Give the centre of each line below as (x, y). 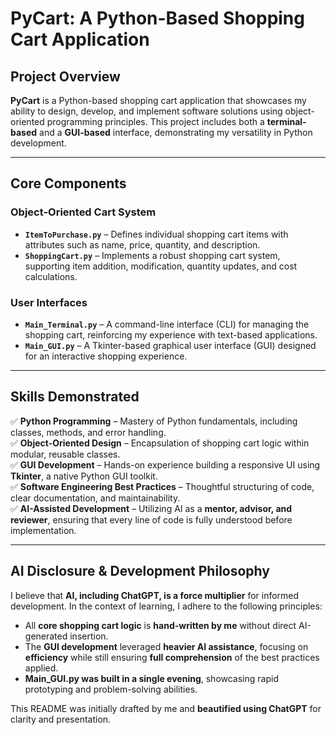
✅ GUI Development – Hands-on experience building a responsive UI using (165, 464)
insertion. (89, 636)
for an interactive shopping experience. (106, 356)
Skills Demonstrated (75, 397)
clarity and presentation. (61, 719)
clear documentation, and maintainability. (95, 498)
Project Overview (65, 76)
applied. (41, 668)
